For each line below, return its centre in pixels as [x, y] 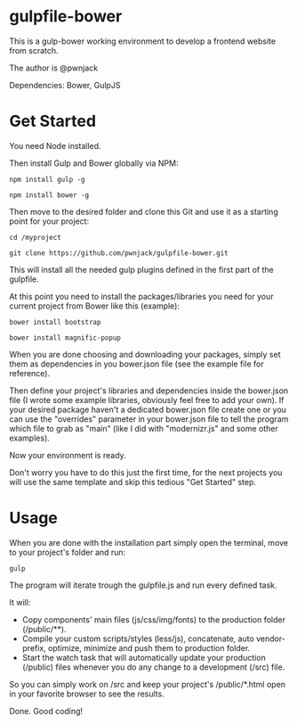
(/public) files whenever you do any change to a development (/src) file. [153, 667]
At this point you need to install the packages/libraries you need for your [141, 296]
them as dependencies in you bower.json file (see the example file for [136, 364]
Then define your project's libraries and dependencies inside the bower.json [149, 391]
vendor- [271, 638]
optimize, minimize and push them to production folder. [149, 647]
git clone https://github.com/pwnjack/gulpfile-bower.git [119, 253]
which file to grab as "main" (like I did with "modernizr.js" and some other [144, 428]
